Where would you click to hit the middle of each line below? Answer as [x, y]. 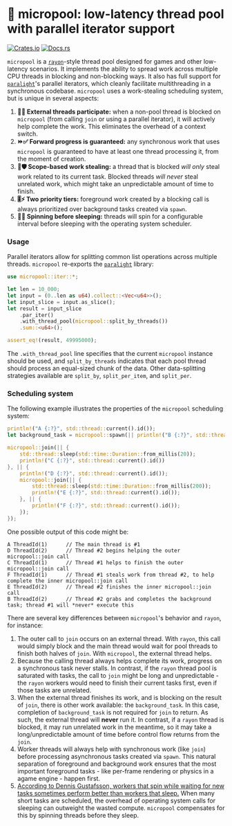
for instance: [25, 625]
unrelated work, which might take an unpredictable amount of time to [115, 183]
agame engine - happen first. [59, 778]
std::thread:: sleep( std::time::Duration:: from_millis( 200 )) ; [122, 486]
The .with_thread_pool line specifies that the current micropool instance [110, 354]
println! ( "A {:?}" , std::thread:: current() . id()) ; [81, 429]
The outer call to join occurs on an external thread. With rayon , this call [119, 638]
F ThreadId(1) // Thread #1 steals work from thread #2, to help [111, 575]
